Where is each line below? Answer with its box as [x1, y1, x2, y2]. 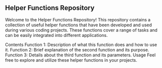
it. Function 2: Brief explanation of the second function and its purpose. [5, 47, 149, 52]
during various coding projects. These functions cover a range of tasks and [5, 27, 158, 33]
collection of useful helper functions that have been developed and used [5, 22, 152, 28]
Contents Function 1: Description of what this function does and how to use [5, 41, 157, 48]
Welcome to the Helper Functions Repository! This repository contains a [5, 17, 151, 22]
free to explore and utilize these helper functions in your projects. [5, 57, 137, 63]
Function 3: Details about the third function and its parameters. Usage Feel [5, 52, 156, 58]
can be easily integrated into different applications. [5, 32, 108, 38]
